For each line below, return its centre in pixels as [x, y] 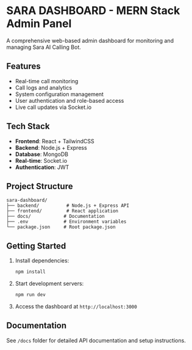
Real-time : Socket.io [41, 160]
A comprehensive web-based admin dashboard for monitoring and [90, 40]
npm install [30, 272]
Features [23, 66]
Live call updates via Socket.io [53, 107]
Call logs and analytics [43, 87]
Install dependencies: [42, 261]
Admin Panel [39, 24]
